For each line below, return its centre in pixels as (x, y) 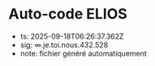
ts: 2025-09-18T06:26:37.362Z (72, 36)
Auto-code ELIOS (68, 14)
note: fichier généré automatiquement (84, 53)
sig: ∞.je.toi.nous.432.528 (64, 44)
